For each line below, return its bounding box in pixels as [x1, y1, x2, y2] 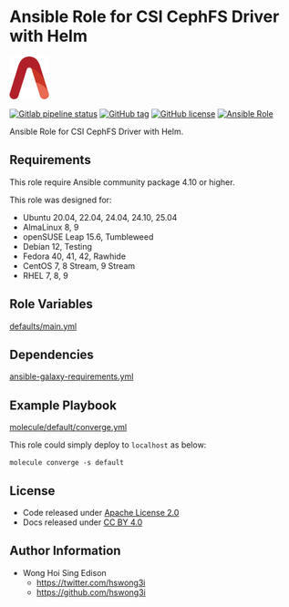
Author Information [9, 543, 121, 559]
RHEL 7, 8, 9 [22, 270, 68, 281]
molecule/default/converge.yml [9, 422, 128, 433]
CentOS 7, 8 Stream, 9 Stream [22, 260, 136, 271]
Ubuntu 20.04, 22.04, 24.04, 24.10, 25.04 [22, 211, 178, 222]
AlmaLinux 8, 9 [22, 221, 79, 232]
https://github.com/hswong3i [36, 586, 146, 598]
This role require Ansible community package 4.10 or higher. [9, 176, 235, 188]
